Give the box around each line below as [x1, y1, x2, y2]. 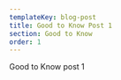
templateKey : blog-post [9, 12, 97, 22]
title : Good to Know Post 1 [9, 21, 113, 30]
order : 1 [9, 37, 42, 47]
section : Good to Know [9, 29, 93, 38]
